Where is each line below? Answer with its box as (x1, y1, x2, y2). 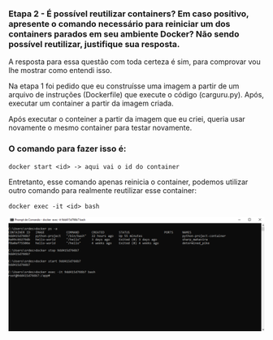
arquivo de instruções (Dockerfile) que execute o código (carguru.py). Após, (8, 90, 264, 100)
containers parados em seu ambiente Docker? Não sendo (8, 28, 240, 40)
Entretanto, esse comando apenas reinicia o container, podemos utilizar (8, 177, 249, 187)
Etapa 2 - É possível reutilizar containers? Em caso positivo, (8, 8, 249, 19)
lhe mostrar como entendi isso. (8, 66, 112, 75)
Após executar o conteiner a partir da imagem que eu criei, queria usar (8, 114, 245, 124)
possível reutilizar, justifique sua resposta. (8, 38, 180, 49)
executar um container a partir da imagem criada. (8, 98, 175, 109)
